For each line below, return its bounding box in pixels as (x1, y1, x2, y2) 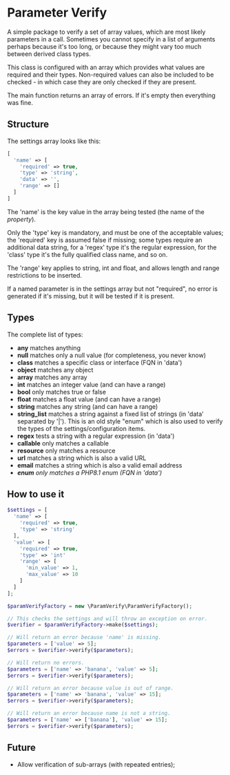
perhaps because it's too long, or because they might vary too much (7, 42, 202, 50)
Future (7, 742, 36, 754)
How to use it (7, 488, 65, 500)
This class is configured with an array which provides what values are (7, 63, 205, 71)
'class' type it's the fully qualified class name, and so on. (7, 250, 168, 258)
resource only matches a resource (17, 446, 116, 455)
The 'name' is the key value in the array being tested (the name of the (7, 207, 205, 216)
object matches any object (17, 365, 94, 374)
